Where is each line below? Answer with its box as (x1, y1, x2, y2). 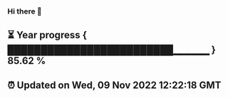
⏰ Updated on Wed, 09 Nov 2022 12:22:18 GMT (7, 79, 222, 91)
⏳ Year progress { (7, 29, 88, 41)
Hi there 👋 (7, 6, 43, 16)
